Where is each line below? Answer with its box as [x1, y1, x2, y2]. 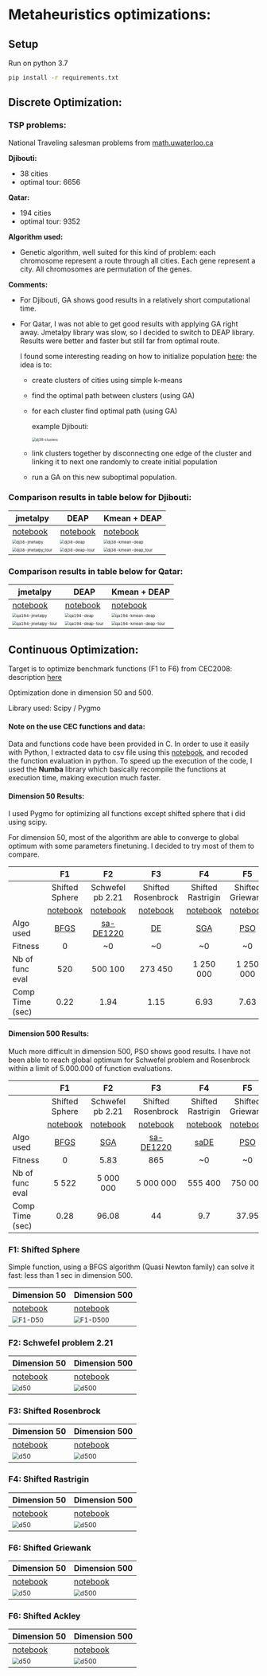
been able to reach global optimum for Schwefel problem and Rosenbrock [8, 1055, 250, 1065]
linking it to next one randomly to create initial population [31, 456, 218, 467]
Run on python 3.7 [8, 58, 69, 68]
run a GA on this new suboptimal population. [31, 472, 177, 482]
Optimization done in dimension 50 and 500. [8, 687, 153, 697]
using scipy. [8, 818, 48, 827]
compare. [8, 850, 40, 859]
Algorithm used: [8, 232, 64, 241]
